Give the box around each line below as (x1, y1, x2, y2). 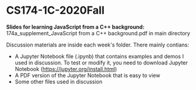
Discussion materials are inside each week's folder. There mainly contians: (6, 41, 189, 48)
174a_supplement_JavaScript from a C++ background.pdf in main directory (6, 29, 191, 36)
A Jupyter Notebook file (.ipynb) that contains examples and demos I (14, 52, 184, 60)
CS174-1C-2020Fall (6, 4, 105, 17)
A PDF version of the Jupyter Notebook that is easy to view (14, 72, 161, 79)
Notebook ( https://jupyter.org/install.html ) (14, 65, 117, 72)
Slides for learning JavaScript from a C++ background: (6, 23, 145, 30)
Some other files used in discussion (14, 78, 103, 85)
